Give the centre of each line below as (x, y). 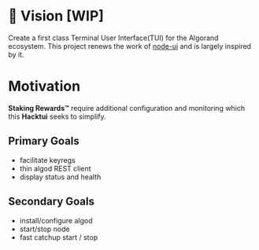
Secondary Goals (51, 202)
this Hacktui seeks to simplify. (57, 116)
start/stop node (44, 229)
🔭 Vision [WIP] (56, 16)
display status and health (60, 177)
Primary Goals (44, 141)
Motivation (44, 86)
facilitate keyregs (48, 160)
